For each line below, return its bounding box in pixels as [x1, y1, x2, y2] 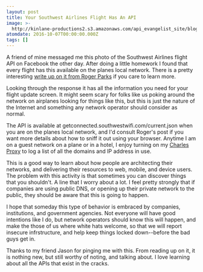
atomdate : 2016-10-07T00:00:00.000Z [6, 31, 98, 37]
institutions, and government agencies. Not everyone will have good [6, 210, 176, 216]
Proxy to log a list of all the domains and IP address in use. [6, 147, 152, 155]
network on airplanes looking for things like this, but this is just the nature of [6, 97, 195, 105]
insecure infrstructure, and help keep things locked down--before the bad [6, 229, 190, 236]
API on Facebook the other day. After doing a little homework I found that [6, 60, 188, 67]
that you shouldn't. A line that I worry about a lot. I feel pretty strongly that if [6, 179, 195, 186]
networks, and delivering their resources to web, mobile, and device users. [6, 166, 193, 173]
